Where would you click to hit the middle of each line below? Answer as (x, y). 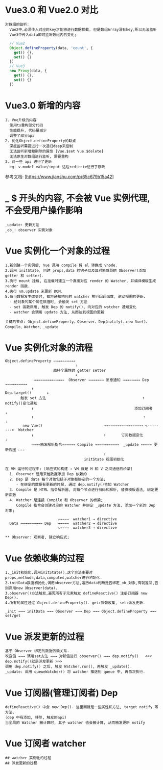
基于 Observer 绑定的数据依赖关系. (37, 651)
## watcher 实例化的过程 (28, 758)
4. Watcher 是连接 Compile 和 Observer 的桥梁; (56, 500)
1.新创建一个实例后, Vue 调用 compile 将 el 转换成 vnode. (61, 265)
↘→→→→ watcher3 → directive (87, 528)
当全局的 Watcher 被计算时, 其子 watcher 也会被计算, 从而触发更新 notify (75, 723)
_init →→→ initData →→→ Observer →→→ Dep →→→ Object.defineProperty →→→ (81, 612)
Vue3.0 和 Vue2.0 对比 (52, 10)
